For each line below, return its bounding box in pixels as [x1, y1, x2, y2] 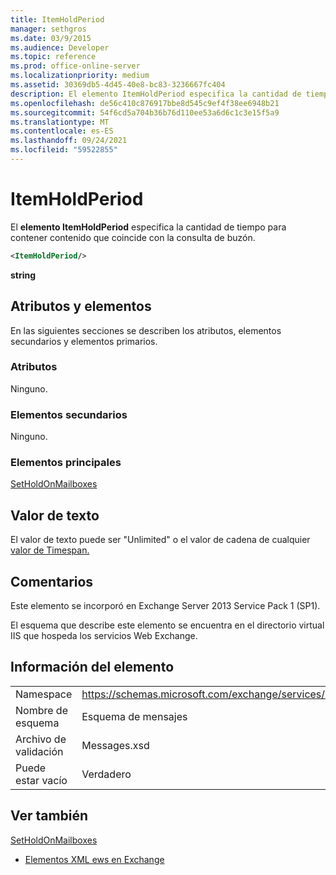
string [10, 269, 37, 281]
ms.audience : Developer [10, 42, 110, 53]
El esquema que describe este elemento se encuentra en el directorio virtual [10, 619, 325, 631]
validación [15, 744, 64, 758]
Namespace [15, 687, 73, 701]
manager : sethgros [10, 24, 87, 34]
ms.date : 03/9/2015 [10, 33, 92, 43]
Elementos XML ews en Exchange [24, 853, 165, 865]
